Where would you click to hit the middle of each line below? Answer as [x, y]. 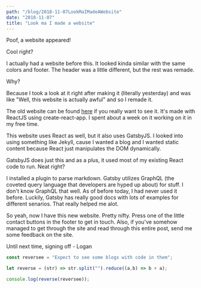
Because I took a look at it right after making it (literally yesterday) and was [98, 93]
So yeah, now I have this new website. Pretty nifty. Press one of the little [95, 216]
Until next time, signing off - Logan [49, 246]
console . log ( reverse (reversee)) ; [48, 280]
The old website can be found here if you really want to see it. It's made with [101, 111]
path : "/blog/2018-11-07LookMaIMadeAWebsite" [64, 12]
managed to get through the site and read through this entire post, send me [99, 228]
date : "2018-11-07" [31, 17]
